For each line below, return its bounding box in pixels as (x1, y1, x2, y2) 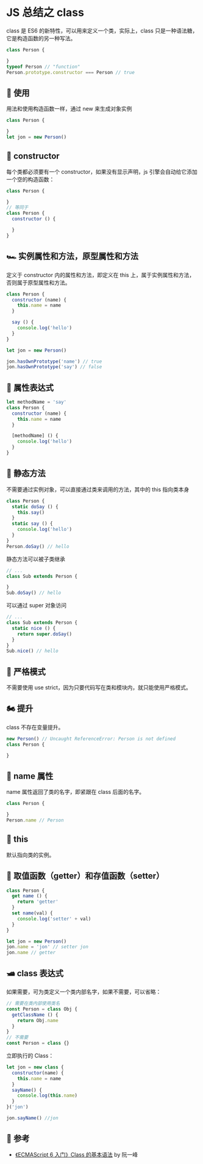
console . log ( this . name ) (17, 1092, 78, 1099)
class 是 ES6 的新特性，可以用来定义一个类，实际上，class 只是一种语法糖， (6, 27, 198, 34)
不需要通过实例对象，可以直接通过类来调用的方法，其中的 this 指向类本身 (6, 486, 190, 493)
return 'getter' (17, 899, 59, 905)
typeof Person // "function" (6, 64, 80, 70)
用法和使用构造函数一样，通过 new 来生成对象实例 (6, 105, 132, 113)
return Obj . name (17, 1017, 59, 1023)
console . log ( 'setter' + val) (17, 916, 91, 922)
